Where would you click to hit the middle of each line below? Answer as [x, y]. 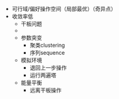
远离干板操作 [45, 90]
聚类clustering [47, 45]
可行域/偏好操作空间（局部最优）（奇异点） [64, 9]
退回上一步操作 [48, 67]
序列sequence [47, 52]
